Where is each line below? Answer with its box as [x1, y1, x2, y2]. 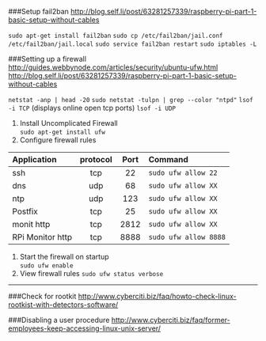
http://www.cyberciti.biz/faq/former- [111, 316, 231, 324]
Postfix [12, 206, 38, 217]
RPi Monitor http [12, 232, 73, 242]
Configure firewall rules [19, 135, 97, 145]
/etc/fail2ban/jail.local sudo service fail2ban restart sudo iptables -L [8, 40, 257, 48]
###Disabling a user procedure [8, 316, 110, 324]
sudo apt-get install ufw [19, 128, 105, 136]
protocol [79, 154, 112, 165]
